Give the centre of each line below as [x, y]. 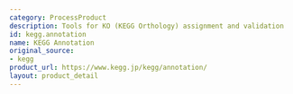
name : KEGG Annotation [52, 43]
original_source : [42, 51]
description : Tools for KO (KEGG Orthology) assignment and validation [146, 26]
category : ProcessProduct [58, 17]
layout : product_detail [54, 76]
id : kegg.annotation [48, 34]
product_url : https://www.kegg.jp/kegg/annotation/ [108, 68]
